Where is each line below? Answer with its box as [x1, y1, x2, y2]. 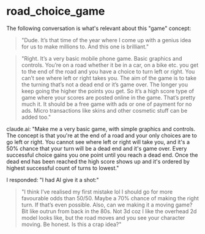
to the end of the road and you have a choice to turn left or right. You [21, 67, 195, 75]
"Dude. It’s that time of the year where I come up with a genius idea [21, 36, 192, 43]
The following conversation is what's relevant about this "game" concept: [6, 25, 192, 32]
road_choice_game [6, 4, 105, 18]
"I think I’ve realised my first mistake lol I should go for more [21, 188, 173, 195]
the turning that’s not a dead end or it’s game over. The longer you [21, 81, 188, 88]
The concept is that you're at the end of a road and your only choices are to [6, 132, 197, 139]
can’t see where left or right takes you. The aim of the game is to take [21, 74, 197, 81]
